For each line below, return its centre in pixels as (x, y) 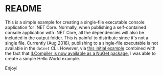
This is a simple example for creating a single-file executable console (75, 22)
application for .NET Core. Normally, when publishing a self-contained (76, 27)
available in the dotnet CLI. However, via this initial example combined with (80, 48)
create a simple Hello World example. (43, 58)
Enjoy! (12, 68)
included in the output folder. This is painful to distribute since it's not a (77, 38)
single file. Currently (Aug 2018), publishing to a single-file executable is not (81, 43)
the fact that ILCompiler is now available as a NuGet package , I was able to (80, 53)
